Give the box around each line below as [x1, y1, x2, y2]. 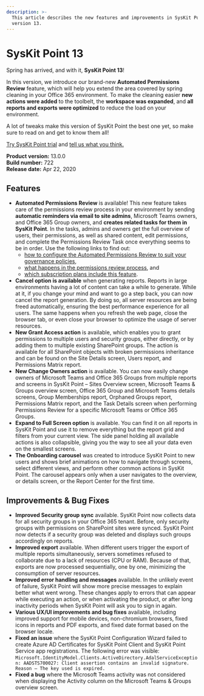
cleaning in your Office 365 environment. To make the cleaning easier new [6, 91, 193, 99]
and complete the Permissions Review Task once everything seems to [15, 238, 191, 245]
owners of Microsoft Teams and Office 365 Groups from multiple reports [15, 374, 197, 381]
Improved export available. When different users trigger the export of [15, 543, 189, 551]
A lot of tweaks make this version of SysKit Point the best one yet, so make [6, 122, 194, 130]
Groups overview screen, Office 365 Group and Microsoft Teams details [15, 387, 195, 395]
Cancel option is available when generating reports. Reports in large [15, 277, 187, 284]
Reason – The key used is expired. [15, 665, 106, 672]
